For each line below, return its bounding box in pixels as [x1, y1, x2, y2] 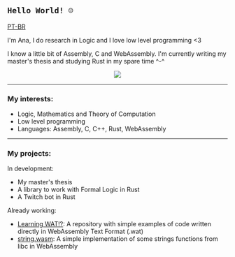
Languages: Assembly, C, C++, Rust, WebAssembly [17, 125, 166, 133]
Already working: [7, 206, 57, 215]
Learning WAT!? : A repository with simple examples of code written [17, 220, 212, 228]
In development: [7, 164, 54, 173]
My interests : [7, 94, 54, 103]
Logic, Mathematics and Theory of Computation [17, 110, 156, 118]
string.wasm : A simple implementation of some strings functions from [17, 235, 218, 243]
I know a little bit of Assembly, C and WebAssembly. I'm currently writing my [7, 49, 227, 58]
